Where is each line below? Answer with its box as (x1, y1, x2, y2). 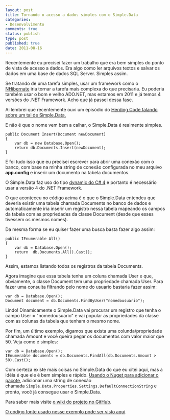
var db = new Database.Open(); (14, 141, 81, 146)
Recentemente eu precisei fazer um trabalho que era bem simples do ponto (5, 59, 164, 65)
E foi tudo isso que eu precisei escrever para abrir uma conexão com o (5, 158, 154, 165)
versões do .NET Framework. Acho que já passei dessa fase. (5, 97, 134, 103)
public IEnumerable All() (5, 236, 60, 241)
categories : (5, 17, 31, 22)
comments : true (5, 27, 38, 32)
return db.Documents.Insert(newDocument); (14, 145, 106, 150)
